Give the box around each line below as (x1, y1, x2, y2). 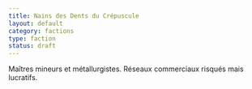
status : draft (8, 42, 57, 50)
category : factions (8, 27, 75, 35)
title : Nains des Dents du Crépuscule (8, 11, 139, 20)
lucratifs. (8, 73, 38, 83)
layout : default (8, 19, 63, 28)
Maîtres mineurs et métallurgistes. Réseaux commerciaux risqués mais (8, 64, 245, 74)
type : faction (8, 34, 57, 43)
